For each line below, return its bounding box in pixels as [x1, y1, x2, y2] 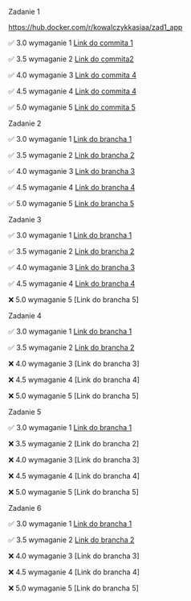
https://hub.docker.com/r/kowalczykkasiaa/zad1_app [8, 23, 183, 31]
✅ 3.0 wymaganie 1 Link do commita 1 [8, 38, 134, 48]
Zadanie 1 [8, 7, 40, 16]
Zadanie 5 [8, 407, 42, 417]
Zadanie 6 [8, 504, 42, 512]
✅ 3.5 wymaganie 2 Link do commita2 [8, 54, 134, 64]
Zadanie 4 [8, 311, 42, 321]
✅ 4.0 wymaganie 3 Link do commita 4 [8, 70, 136, 80]
